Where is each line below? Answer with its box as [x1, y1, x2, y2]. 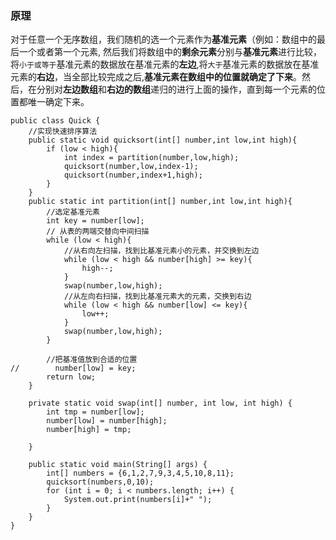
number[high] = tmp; [46, 425, 132, 435]
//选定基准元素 [46, 207, 100, 217]
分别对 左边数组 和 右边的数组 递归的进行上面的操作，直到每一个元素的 [36, 83, 317, 96]
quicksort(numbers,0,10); [46, 477, 155, 487]
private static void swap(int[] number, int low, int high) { [28, 398, 293, 409]
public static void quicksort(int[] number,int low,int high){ [28, 135, 298, 146]
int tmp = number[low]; [46, 407, 145, 417]
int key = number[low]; [46, 216, 145, 226]
